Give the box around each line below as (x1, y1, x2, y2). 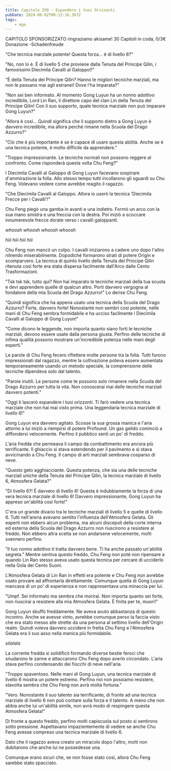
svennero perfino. (5, 536, 43, 542)
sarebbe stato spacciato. (5, 760, 58, 766)
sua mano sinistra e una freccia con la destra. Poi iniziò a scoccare (5, 211, 146, 218)
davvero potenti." (5, 389, 42, 396)
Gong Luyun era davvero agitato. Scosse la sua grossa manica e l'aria (5, 420, 152, 426)
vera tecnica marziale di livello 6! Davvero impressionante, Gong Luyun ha (5, 493, 161, 500)
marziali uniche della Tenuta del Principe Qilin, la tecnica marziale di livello (5, 472, 161, 479)
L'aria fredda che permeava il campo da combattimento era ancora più (5, 441, 154, 447)
